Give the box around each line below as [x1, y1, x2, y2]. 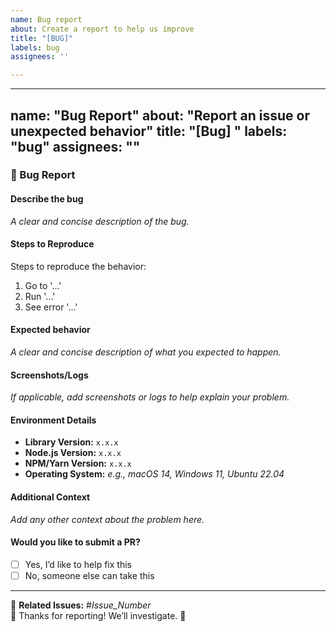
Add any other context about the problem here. [10, 513, 205, 525]
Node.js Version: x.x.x [24, 447, 122, 459]
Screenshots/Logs [10, 369, 89, 381]
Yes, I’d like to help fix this [24, 558, 132, 570]
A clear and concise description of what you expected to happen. [10, 346, 282, 358]
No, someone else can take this [24, 569, 155, 581]
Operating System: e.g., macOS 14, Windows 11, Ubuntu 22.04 [24, 468, 285, 480]
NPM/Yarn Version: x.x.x [24, 457, 132, 470]
